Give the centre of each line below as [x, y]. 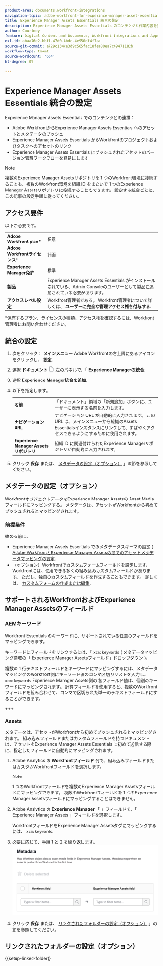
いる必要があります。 [85, 293]
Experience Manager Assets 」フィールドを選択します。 [68, 815]
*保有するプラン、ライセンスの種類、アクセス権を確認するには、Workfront [80, 318]
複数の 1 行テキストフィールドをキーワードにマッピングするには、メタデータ [81, 668]
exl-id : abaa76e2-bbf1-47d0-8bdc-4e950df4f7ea [53, 41]
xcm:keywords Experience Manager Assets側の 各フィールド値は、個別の [77, 680]
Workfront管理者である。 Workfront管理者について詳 [100, 300]
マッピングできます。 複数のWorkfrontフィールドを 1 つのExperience [89, 793]
